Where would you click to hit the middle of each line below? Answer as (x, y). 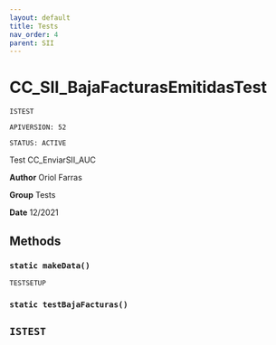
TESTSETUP (28, 283)
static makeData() (50, 266)
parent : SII (32, 43)
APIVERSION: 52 (38, 127)
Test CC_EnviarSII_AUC (53, 160)
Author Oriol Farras (46, 178)
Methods (35, 241)
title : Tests (34, 26)
